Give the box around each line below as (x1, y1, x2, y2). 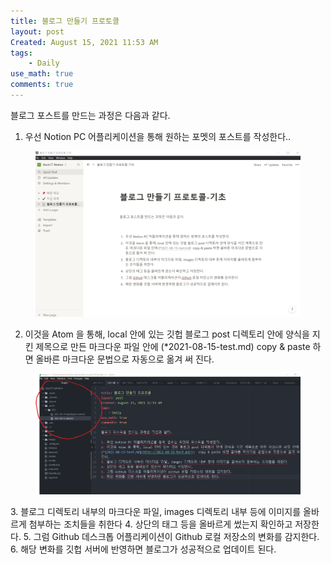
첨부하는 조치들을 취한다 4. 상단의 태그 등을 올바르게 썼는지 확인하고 (28, 518, 293, 530)
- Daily (28, 58, 60, 69)
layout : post (10, 26, 65, 37)
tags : (10, 48, 33, 58)
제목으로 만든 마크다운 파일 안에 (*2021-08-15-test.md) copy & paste (35, 340, 311, 352)
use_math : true (10, 69, 74, 79)
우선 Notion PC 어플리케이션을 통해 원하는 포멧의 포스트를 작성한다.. (24, 130, 292, 142)
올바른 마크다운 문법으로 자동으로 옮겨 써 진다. (35, 353, 215, 365)
